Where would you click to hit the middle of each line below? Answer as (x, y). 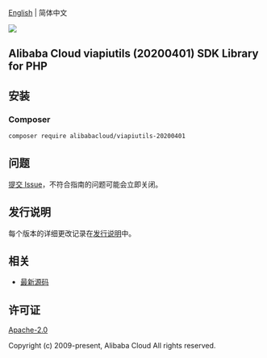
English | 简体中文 (38, 13)
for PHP (28, 67)
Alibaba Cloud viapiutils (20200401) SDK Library (133, 54)
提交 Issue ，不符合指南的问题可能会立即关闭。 (86, 184)
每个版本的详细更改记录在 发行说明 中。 (72, 233)
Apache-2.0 (28, 330)
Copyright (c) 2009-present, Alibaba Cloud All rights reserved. (112, 346)
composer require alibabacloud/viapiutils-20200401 (97, 137)
